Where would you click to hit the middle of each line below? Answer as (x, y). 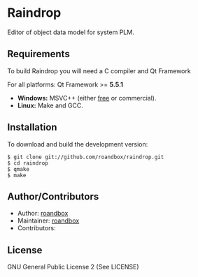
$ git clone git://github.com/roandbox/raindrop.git (86, 157)
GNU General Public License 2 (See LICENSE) (73, 267)
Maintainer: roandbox (48, 220)
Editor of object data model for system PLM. (71, 32)
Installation (32, 127)
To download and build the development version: (78, 144)
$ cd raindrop (28, 163)
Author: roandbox (43, 214)
